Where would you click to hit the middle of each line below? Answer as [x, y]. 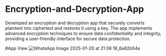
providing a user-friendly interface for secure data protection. [68, 39]
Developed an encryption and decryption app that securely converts [75, 23]
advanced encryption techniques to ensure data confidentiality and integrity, [83, 33]
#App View [17, 48]
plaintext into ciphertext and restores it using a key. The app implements [79, 28]
